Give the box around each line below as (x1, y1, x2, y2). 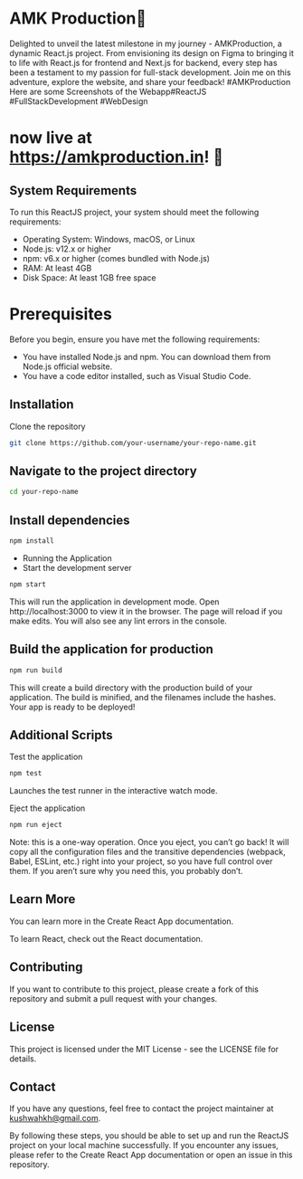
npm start (9, 579, 47, 589)
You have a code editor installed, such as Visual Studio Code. (22, 370, 251, 381)
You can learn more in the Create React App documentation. (9, 916, 234, 927)
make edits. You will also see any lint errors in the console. (9, 615, 228, 626)
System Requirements (9, 183, 137, 198)
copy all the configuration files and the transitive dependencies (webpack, (9, 846, 287, 858)
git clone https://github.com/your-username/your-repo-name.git (9, 438, 257, 447)
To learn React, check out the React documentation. (9, 933, 204, 944)
